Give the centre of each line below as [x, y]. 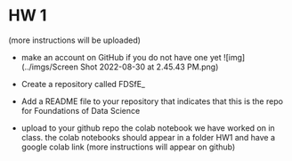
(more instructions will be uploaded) [75, 40]
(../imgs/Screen [50, 67]
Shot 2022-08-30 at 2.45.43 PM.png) [150, 67]
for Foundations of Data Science [81, 110]
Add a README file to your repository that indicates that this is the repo [152, 101]
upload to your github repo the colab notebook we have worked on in [148, 128]
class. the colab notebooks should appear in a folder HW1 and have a [148, 137]
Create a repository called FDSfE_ [83, 84]
